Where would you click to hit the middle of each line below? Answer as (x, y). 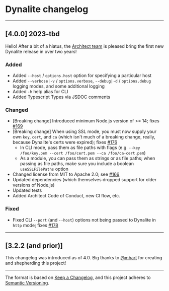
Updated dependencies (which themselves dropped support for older (84, 180)
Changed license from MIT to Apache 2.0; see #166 (66, 174)
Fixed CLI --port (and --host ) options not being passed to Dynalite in (84, 220)
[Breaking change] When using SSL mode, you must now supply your (84, 131)
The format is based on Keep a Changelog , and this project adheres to (78, 277)
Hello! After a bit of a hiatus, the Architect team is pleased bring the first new (84, 46)
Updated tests (27, 190)
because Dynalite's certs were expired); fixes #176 (65, 142)
